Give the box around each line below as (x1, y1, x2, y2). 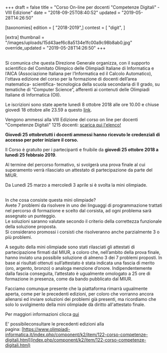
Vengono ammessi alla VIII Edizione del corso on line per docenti (5, 117, 138, 122)
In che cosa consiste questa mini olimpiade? (5, 197, 96, 203)
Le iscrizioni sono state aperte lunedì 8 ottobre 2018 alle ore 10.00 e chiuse (5, 102, 160, 107)
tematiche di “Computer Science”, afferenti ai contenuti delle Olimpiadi (5, 87, 150, 92)
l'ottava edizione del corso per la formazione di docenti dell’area (5, 76, 137, 82)
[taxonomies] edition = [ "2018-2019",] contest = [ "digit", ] (5, 25, 126, 31)
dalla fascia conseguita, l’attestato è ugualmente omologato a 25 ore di (5, 270, 151, 276)
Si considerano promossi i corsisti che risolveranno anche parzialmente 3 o (5, 229, 160, 235)
